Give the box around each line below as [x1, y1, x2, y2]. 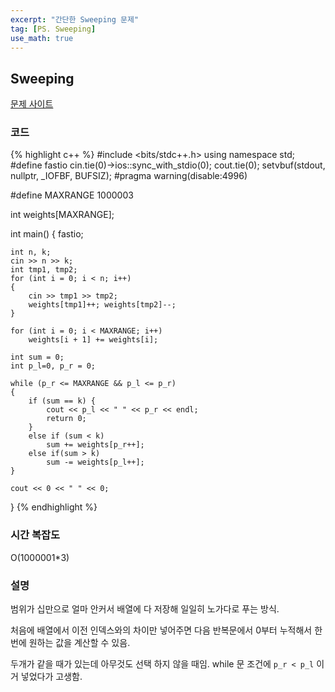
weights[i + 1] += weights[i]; [28, 335, 159, 345]
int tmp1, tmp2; [10, 265, 78, 275]
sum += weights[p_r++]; [46, 440, 145, 450]
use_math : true [10, 33, 74, 43]
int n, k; [10, 247, 52, 258]
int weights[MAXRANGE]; [10, 209, 115, 221]
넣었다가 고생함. [20, 671, 83, 683]
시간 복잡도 [10, 528, 61, 542]
